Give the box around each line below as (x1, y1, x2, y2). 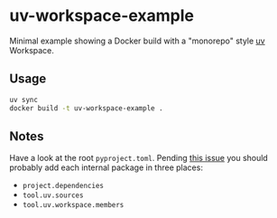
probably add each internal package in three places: (9, 162, 203, 173)
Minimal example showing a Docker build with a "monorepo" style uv (9, 35, 265, 46)
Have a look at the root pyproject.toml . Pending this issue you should (9, 153, 268, 164)
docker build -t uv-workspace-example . (9, 103, 164, 113)
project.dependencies (22, 182, 104, 191)
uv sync (9, 95, 39, 104)
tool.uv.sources (22, 191, 84, 200)
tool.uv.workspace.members (22, 201, 125, 210)
